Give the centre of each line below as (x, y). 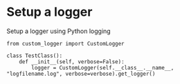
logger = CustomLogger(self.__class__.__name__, (103, 67)
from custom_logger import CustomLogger (66, 43)
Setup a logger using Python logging (59, 31)
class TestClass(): (35, 56)
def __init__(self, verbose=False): (72, 62)
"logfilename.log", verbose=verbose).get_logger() (81, 74)
